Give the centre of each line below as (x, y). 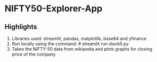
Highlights (21, 27)
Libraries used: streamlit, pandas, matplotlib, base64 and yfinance (79, 38)
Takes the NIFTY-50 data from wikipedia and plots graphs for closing (82, 49)
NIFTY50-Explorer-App (54, 9)
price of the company (34, 54)
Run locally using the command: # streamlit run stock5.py (70, 44)
